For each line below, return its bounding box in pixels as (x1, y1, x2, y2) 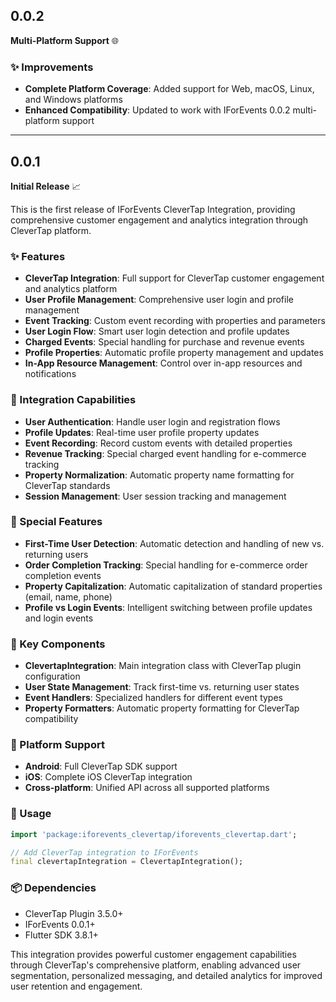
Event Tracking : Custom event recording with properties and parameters (24, 315, 326, 327)
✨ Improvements (10, 60, 94, 74)
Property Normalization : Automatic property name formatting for (24, 469, 295, 481)
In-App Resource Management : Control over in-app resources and (24, 357, 303, 369)
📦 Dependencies (10, 881, 97, 895)
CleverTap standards (24, 479, 111, 491)
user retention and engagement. (10, 980, 143, 992)
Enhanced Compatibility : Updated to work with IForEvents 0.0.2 (24, 104, 291, 116)
